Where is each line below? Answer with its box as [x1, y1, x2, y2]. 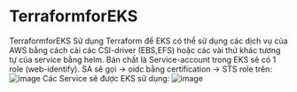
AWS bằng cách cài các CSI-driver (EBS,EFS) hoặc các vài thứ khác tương [9, 44, 281, 55]
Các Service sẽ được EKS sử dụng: [43, 73, 170, 83]
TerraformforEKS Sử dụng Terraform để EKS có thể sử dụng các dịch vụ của [9, 35, 288, 46]
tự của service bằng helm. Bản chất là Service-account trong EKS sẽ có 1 [9, 54, 277, 65]
